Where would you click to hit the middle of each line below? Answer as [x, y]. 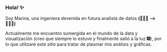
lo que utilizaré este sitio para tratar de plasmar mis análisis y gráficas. [79, 44]
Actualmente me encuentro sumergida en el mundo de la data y [72, 33]
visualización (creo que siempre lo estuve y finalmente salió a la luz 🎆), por [83, 38]
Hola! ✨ [15, 7]
